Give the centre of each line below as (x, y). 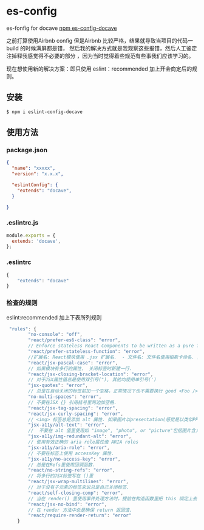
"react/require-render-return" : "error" (80, 515)
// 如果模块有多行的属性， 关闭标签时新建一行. (80, 368)
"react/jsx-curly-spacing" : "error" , (76, 414)
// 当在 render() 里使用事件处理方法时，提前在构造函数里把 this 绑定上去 (113, 498)
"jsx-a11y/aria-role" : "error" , (69, 448)
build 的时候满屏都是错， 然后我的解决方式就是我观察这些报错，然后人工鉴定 (102, 48)
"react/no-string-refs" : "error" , (72, 470)
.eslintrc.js (22, 223)
